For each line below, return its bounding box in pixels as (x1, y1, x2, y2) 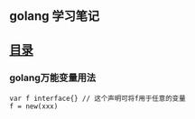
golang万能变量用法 (9, 71, 97, 84)
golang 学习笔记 (9, 8, 100, 24)
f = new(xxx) (9, 102, 59, 111)
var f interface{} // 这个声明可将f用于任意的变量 (9, 94, 187, 104)
